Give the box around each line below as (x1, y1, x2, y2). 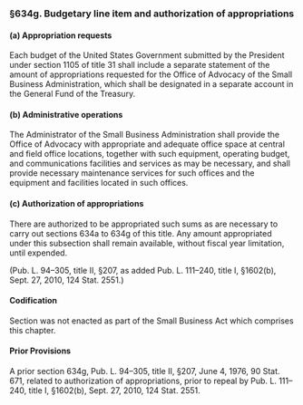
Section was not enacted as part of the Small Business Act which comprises (9, 315, 294, 326)
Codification (9, 295, 57, 306)
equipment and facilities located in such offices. (9, 178, 189, 188)
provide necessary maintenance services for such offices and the (9, 168, 255, 178)
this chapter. (9, 324, 56, 335)
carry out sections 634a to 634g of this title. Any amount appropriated (9, 227, 272, 238)
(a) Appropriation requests (9, 30, 112, 41)
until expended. (9, 247, 68, 258)
